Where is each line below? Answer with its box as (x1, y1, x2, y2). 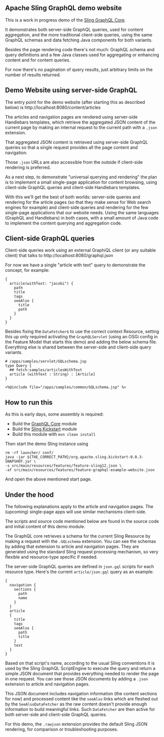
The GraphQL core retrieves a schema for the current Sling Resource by (5, 533, 151, 539)
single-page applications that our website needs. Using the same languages (5, 209, 159, 216)
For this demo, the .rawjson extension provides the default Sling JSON (5, 721, 148, 727)
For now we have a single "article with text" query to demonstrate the (5, 262, 146, 268)
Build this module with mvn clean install (12, 431, 96, 437)
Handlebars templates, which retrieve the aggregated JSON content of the (5, 119, 156, 125)
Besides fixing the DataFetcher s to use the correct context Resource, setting (5, 328, 160, 334)
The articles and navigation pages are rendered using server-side (5, 114, 138, 120)
